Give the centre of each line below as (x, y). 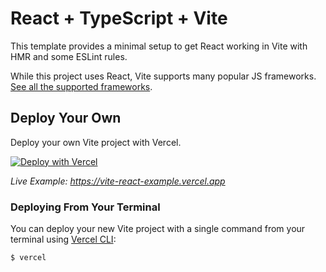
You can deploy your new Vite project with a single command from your (158, 229)
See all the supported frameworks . (81, 86)
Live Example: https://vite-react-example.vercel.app (118, 181)
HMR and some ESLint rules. (69, 56)
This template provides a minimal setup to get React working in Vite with (159, 46)
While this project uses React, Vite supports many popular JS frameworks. (163, 76)
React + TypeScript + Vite (119, 18)
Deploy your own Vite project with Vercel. (96, 142)
